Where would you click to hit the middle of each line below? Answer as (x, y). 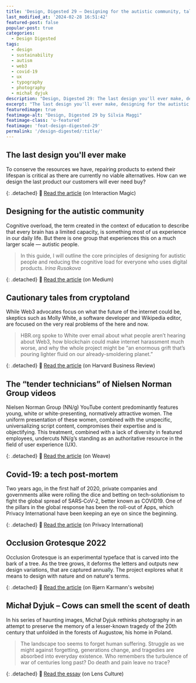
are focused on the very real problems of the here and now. (77, 324)
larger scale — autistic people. (43, 244)
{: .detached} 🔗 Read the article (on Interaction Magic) (71, 193)
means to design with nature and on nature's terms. (68, 576)
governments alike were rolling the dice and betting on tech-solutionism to (95, 494)
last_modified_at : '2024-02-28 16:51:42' (57, 17)
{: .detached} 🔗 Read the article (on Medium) (60, 279)
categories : (20, 33)
